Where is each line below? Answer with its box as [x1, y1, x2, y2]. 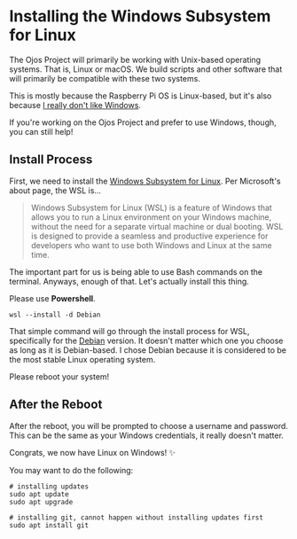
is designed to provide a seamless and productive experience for [30, 230, 269, 241]
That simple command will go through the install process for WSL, [9, 325, 250, 336]
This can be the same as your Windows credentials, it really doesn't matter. [9, 430, 284, 441]
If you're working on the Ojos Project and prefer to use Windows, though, [9, 117, 277, 128]
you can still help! [9, 126, 74, 137]
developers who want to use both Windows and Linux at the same [30, 239, 272, 250]
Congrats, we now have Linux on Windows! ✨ [9, 447, 176, 457]
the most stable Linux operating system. [9, 354, 156, 364]
